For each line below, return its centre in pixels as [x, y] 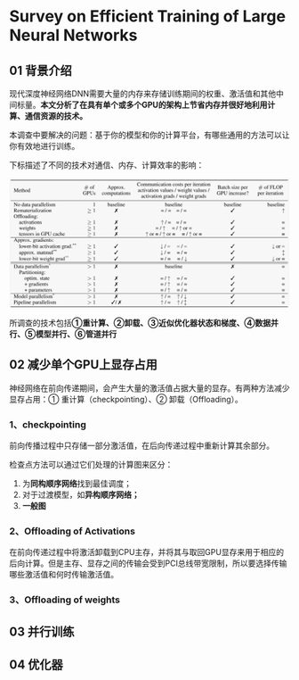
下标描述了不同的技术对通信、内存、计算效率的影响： [107, 165]
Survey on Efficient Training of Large [148, 17]
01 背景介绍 [41, 70]
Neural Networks [73, 35]
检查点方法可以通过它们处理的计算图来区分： [91, 464]
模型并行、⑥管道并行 [76, 334]
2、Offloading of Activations [73, 531]
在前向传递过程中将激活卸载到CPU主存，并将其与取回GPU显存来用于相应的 [147, 552]
